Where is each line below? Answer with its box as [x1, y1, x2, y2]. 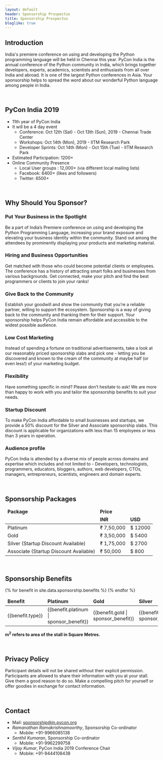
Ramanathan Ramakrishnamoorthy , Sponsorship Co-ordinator [12, 725, 137, 730]
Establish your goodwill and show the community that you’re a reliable [5, 302, 145, 307]
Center [19, 134, 33, 140]
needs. [5, 394, 19, 400]
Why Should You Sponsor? [5, 199, 87, 207]
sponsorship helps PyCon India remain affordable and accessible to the [5, 317, 148, 323]
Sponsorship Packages [5, 495, 77, 503]
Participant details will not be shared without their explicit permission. [5, 668, 144, 674]
